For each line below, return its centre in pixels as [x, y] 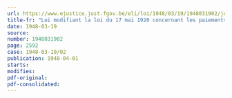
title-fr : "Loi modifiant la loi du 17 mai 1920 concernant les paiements [117, 20]
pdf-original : [28, 78]
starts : [18, 65]
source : [18, 33]
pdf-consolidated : [33, 84]
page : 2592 [23, 46]
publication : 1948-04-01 [43, 59]
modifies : [21, 71]
